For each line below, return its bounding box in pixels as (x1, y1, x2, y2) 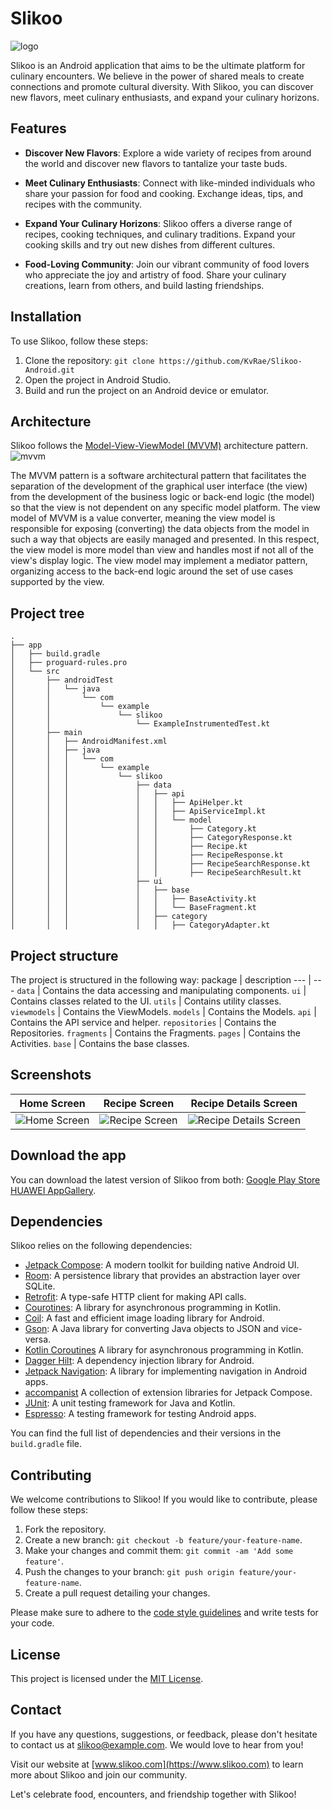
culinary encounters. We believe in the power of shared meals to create (10, 70, 305, 82)
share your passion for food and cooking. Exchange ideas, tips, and (24, 187, 303, 199)
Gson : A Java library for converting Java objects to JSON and (24, 1323, 279, 1335)
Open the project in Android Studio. (24, 373, 172, 386)
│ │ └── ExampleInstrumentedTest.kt (10, 719, 271, 729)
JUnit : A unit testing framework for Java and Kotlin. (24, 1397, 236, 1409)
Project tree (10, 605, 85, 622)
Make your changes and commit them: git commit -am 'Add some (24, 1545, 294, 1557)
